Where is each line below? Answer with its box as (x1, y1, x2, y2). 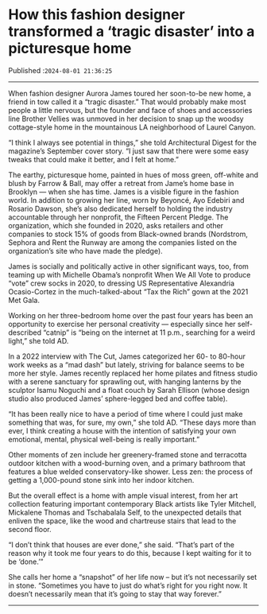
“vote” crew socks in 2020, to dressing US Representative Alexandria (8, 278, 235, 288)
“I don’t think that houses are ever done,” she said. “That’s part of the (8, 539, 234, 550)
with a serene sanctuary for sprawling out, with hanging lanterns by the (8, 376, 242, 387)
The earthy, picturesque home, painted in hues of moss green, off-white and (8, 169, 259, 180)
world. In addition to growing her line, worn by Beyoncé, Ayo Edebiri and (8, 195, 245, 204)
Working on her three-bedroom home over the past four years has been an (8, 310, 253, 320)
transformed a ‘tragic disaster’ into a (8, 22, 255, 41)
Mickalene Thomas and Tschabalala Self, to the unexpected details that (8, 507, 242, 517)
